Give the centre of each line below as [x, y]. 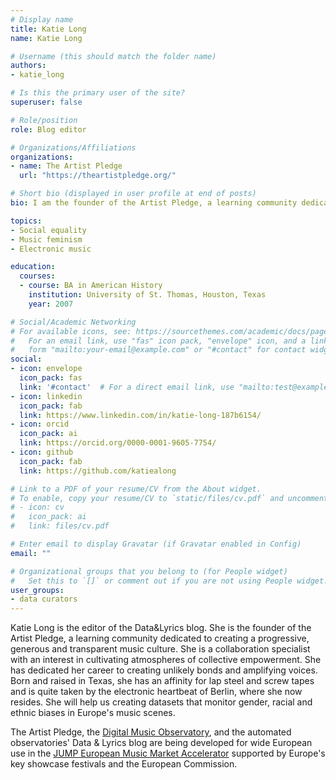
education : [33, 267]
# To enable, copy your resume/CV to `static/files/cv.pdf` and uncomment [169, 498]
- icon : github [42, 452]
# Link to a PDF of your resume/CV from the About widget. [136, 489]
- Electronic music [51, 249]
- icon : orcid [40, 424]
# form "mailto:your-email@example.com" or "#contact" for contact [158, 350]
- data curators [44, 599]
